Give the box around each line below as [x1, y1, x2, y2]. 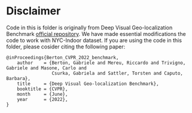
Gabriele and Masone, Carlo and [6, 65, 87, 71]
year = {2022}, [17, 96, 68, 102]
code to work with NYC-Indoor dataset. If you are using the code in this [6, 36, 182, 44]
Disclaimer [6, 4, 61, 18]
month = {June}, [17, 91, 68, 97]
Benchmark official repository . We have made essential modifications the [6, 30, 187, 37]
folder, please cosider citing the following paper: [6, 43, 126, 50]
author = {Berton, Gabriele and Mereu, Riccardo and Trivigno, [17, 60, 186, 66]
